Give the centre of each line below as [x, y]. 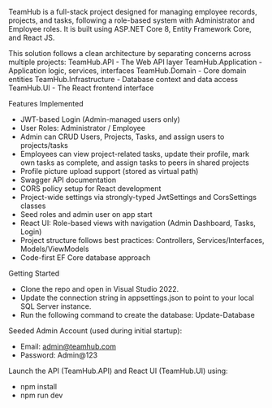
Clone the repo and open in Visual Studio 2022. [99, 289]
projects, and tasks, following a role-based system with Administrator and [132, 20]
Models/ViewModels [54, 249]
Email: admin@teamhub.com [68, 346]
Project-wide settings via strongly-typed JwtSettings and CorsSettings [138, 197]
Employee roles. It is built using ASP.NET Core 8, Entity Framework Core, [130, 29]
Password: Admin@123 [59, 355]
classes [33, 206]
